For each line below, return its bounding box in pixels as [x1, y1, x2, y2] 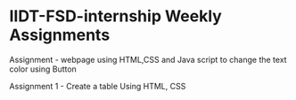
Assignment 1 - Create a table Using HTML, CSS [9, 81, 186, 91]
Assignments [9, 25, 111, 45]
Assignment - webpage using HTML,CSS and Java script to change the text [9, 54, 287, 65]
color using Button [9, 64, 78, 74]
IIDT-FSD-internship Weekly [9, 6, 223, 27]
